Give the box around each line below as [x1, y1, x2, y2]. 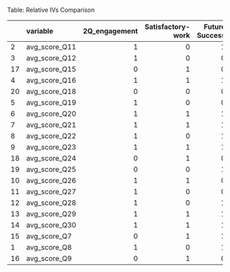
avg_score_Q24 [26, 153, 77, 163]
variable [26, 27, 53, 36]
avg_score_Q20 [26, 109, 77, 119]
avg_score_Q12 [26, 53, 77, 62]
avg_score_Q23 [26, 143, 77, 151]
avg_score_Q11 [26, 42, 77, 51]
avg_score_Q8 [26, 243, 72, 252]
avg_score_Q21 [26, 120, 77, 129]
